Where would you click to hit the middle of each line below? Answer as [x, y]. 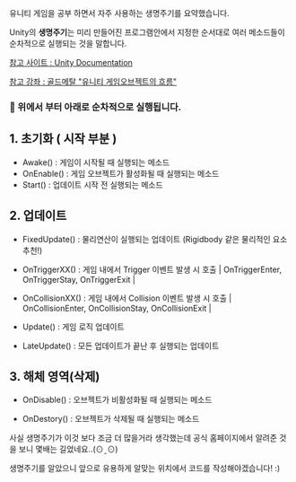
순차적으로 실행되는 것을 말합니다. [68, 44]
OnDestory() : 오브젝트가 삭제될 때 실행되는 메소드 [111, 419]
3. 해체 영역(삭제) [55, 377]
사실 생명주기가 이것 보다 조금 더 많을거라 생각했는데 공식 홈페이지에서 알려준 [144, 438]
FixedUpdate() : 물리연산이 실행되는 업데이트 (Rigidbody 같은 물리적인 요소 [155, 239]
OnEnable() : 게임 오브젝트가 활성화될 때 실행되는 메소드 [121, 173]
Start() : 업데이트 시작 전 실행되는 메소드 [92, 184]
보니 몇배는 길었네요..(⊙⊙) [68, 449]
